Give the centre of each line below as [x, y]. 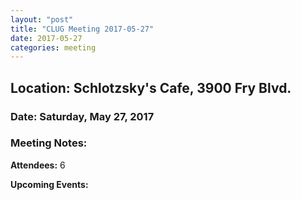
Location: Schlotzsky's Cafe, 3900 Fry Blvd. [151, 87]
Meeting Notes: [49, 143]
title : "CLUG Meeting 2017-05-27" [82, 29]
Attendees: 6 [38, 165]
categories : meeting [53, 47]
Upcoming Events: [49, 184]
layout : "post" [42, 19]
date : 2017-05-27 [46, 38]
